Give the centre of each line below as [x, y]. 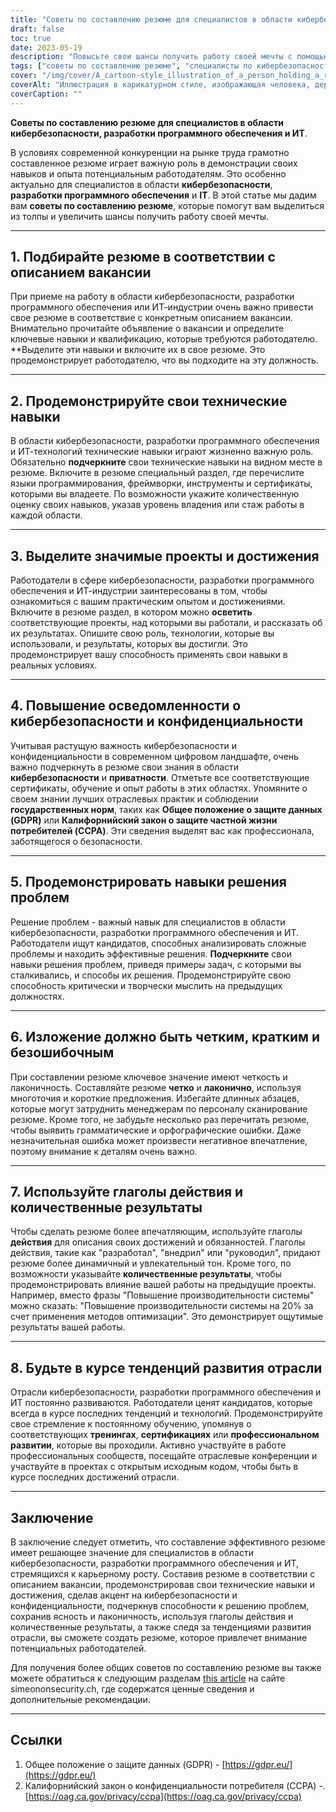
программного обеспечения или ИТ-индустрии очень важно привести [162, 307]
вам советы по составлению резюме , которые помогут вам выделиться [167, 205]
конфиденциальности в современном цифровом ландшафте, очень [154, 756]
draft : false [37, 29]
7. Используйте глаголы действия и [127, 1191]
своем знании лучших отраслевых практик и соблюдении [134, 798]
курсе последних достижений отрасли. [95, 1477]
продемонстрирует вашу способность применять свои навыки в [149, 655]
